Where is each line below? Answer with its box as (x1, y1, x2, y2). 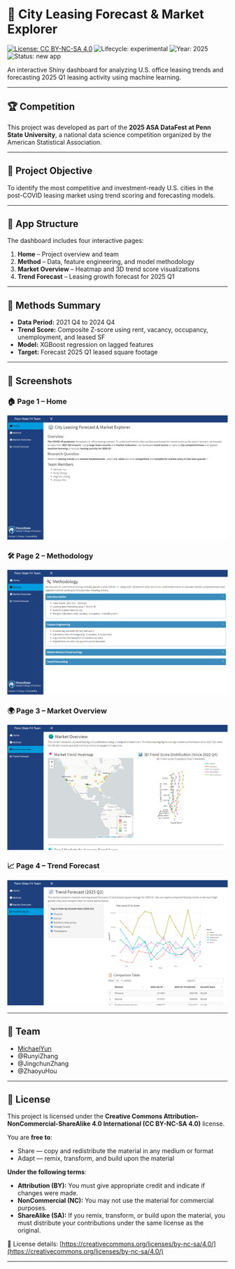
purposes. (17, 1204, 48, 1212)
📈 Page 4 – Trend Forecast (7, 861, 100, 871)
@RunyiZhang (17, 1051, 58, 1060)
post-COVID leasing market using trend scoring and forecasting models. (7, 191, 215, 199)
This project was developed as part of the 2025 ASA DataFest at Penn (7, 123, 211, 131)
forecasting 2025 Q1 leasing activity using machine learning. (7, 73, 182, 81)
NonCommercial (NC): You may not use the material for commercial (17, 1197, 214, 1205)
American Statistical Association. (7, 138, 102, 146)
